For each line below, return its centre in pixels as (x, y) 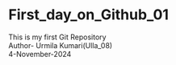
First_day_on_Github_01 (89, 15)
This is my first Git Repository (57, 37)
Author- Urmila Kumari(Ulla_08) (61, 45)
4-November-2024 (40, 54)
